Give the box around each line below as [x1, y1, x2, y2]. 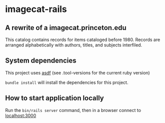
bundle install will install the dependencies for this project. [5, 79, 129, 85]
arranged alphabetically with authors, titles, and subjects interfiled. [5, 42, 143, 48]
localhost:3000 [5, 112, 36, 118]
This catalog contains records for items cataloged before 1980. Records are [5, 36, 161, 42]
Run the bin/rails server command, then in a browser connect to [5, 107, 141, 113]
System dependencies [5, 56, 76, 65]
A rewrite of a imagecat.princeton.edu [5, 23, 127, 32]
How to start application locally [5, 94, 104, 102]
